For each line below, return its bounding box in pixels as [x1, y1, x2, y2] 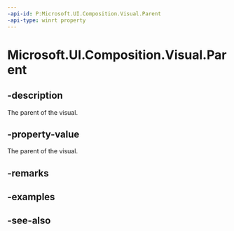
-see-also [7, 215, 51, 227]
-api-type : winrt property [7, 17, 86, 24]
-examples [7, 191, 55, 203]
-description [7, 90, 63, 101]
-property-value [7, 128, 80, 140]
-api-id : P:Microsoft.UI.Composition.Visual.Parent [7, 10, 161, 17]
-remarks [7, 167, 49, 179]
